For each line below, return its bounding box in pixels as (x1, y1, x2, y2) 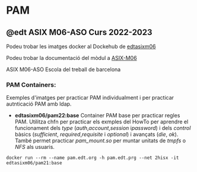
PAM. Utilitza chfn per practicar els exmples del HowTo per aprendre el (14, 118, 189, 125)
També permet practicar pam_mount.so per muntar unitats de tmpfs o (14, 137, 186, 144)
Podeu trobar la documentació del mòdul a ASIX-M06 (6, 55, 138, 61)
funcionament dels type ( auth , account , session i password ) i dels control (14, 125, 191, 132)
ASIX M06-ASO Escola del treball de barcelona (6, 66, 121, 73)
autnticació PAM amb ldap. (6, 100, 72, 107)
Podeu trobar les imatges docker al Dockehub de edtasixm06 (6, 43, 156, 50)
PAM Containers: (6, 81, 56, 89)
